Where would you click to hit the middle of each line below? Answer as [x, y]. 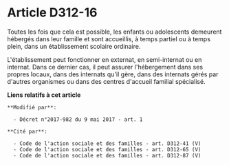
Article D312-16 [52, 13]
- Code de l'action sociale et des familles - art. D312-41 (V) [107, 143]
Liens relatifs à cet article [44, 95]
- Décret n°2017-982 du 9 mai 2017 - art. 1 [78, 119]
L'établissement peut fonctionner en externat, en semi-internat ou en [105, 59]
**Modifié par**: [32, 107]
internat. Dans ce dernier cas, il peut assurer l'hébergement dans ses [105, 67]
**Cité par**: [28, 131]
